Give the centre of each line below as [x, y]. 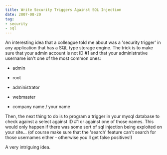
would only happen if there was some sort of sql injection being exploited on [84, 127]
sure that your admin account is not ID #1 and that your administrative [77, 53]
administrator [26, 87]
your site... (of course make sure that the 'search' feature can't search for [81, 132]
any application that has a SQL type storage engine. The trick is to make [79, 48]
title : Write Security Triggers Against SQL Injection [63, 10]
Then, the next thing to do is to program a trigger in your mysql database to [83, 116]
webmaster [24, 97]
